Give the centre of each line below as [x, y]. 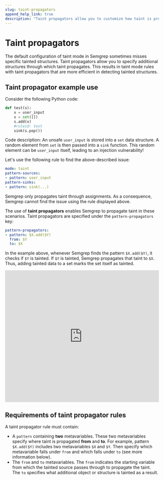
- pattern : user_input [28, 178]
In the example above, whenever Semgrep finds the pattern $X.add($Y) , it [79, 253]
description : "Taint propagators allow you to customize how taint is [78, 19]
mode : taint [17, 169]
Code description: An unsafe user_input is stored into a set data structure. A [82, 140]
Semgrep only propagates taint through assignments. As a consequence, [79, 196]
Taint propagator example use [52, 87]
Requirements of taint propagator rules [65, 415]
